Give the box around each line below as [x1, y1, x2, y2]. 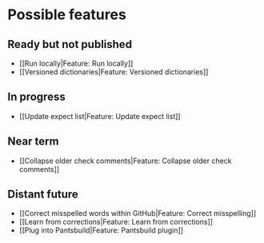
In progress [7, 90, 66, 104]
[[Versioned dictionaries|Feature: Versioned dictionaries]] [18, 67, 209, 77]
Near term [7, 134, 59, 149]
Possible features [7, 6, 127, 24]
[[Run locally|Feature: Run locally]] [18, 58, 134, 68]
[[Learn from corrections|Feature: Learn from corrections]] [18, 217, 214, 227]
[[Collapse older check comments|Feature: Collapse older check [18, 156, 233, 165]
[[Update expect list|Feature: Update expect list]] [18, 111, 181, 121]
